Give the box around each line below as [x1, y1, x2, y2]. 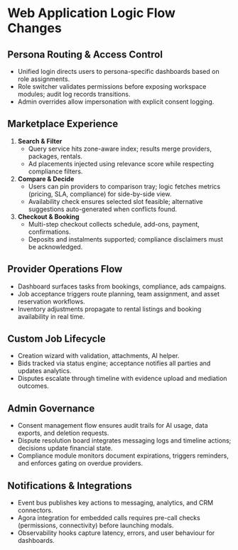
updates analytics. [17, 367, 72, 375]
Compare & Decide [17, 174, 75, 183]
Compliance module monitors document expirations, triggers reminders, [17, 451, 229, 460]
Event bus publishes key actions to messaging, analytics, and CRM [17, 499, 214, 507]
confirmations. [28, 227, 71, 236]
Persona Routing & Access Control [7, 48, 163, 60]
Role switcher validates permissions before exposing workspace [17, 82, 207, 90]
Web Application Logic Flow [7, 5, 176, 21]
